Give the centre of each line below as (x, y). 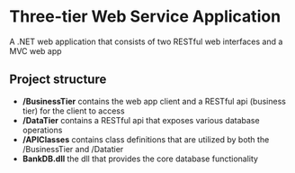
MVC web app (36, 50)
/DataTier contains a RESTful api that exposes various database (141, 120)
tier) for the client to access (73, 111)
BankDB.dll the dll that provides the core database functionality (140, 159)
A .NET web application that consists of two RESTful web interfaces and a (146, 41)
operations (42, 130)
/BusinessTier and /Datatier (73, 149)
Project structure (58, 80)
